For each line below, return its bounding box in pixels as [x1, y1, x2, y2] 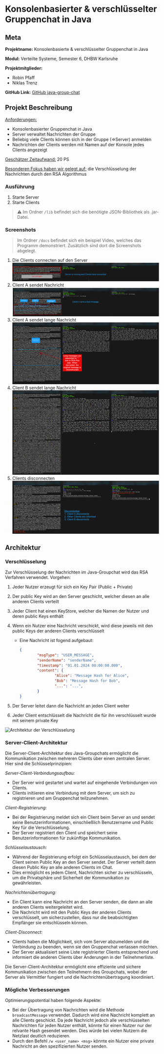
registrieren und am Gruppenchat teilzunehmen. [12, 795, 109, 801]
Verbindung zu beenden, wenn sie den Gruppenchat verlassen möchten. [12, 944, 159, 950]
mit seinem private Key [12, 717, 59, 723]
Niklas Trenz [12, 80, 38, 86]
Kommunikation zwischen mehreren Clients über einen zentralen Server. [5, 756, 150, 761]
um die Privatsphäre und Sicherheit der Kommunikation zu [12, 875, 129, 881]
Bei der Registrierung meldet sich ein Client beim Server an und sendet [12, 814, 155, 820]
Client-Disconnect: [5, 929, 43, 935]
